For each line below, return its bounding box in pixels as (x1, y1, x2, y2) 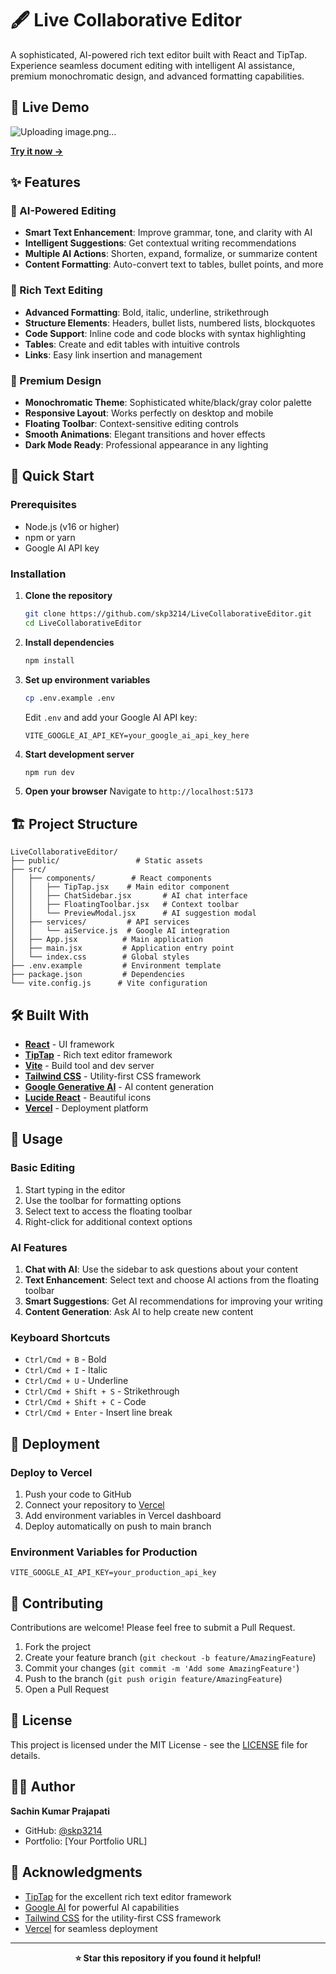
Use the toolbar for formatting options (24, 1194, 182, 1206)
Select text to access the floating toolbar (24, 1205, 193, 1217)
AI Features (10, 1240, 68, 1254)
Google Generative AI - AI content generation (24, 1081, 215, 1093)
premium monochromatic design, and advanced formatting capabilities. (10, 70, 305, 82)
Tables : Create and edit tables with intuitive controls (24, 338, 240, 350)
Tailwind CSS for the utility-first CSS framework (24, 1912, 222, 1924)
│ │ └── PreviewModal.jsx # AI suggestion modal (10, 908, 257, 919)
